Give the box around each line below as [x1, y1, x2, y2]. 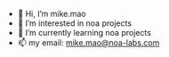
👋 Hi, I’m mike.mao [17, 9, 86, 19]
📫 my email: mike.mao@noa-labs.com [17, 37, 160, 48]
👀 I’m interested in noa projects [17, 18, 132, 28]
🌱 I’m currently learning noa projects [17, 28, 151, 37]
